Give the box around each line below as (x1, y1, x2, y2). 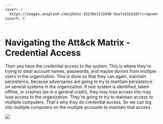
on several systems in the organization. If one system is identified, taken (5, 84, 149, 90)
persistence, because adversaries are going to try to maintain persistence (5, 78, 153, 85)
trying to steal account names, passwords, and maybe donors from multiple (5, 68, 156, 74)
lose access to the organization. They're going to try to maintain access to (5, 94, 153, 100)
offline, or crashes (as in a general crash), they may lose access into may (5, 89, 151, 95)
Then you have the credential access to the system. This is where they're (5, 63, 151, 69)
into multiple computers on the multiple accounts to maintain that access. (5, 105, 152, 110)
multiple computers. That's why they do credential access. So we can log (5, 99, 152, 105)
